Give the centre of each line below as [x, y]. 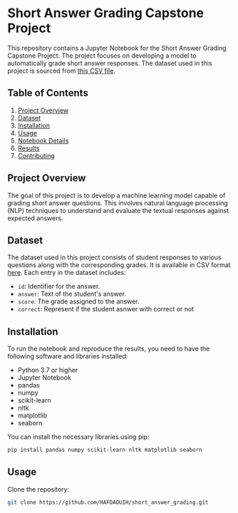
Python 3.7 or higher [48, 370]
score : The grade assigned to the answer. [78, 301]
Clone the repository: [38, 489]
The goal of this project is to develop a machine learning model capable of [117, 195]
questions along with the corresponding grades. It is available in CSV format [119, 265]
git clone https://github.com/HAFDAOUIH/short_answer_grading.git [108, 502]
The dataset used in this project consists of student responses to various [114, 257]
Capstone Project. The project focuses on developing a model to [102, 56]
